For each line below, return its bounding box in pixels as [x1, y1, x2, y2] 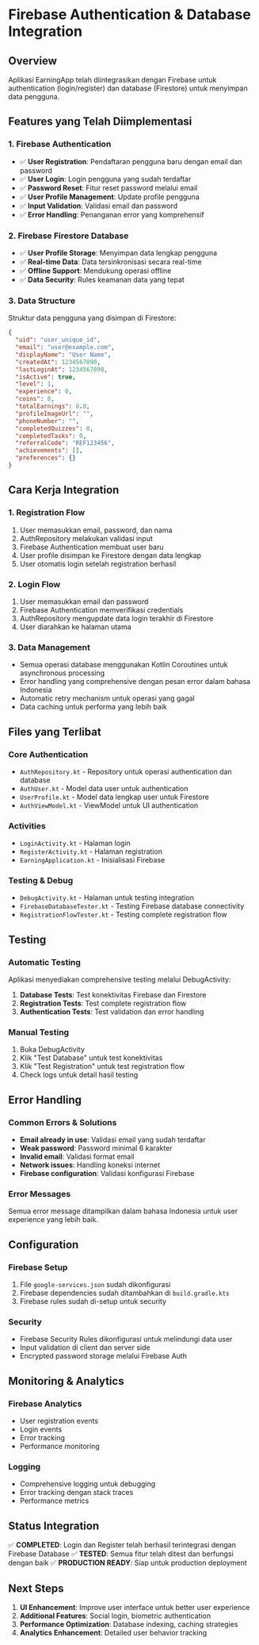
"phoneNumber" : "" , [15, 417, 80, 425]
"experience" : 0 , [15, 387, 73, 396]
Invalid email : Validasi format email [19, 1152, 135, 1162]
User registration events [19, 1416, 99, 1426]
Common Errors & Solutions [8, 1117, 117, 1128]
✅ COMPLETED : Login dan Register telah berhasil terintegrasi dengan [8, 1540, 236, 1550]
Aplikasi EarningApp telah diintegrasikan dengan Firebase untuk [8, 75, 217, 84]
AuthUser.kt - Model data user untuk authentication [19, 783, 189, 793]
